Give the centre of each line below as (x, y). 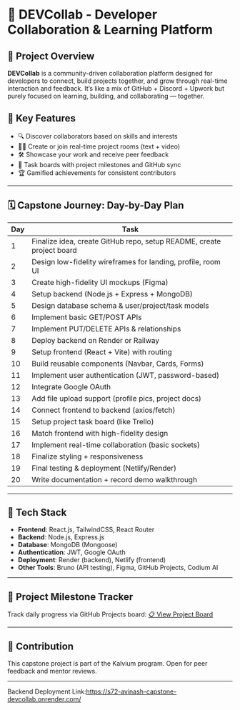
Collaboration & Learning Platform (110, 30)
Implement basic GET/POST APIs (87, 317)
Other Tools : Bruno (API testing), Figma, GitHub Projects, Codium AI (118, 568)
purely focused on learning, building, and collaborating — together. (106, 96)
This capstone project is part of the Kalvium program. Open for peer (107, 664)
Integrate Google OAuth (71, 386)
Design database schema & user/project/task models (120, 305)
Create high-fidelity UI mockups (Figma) (100, 282)
